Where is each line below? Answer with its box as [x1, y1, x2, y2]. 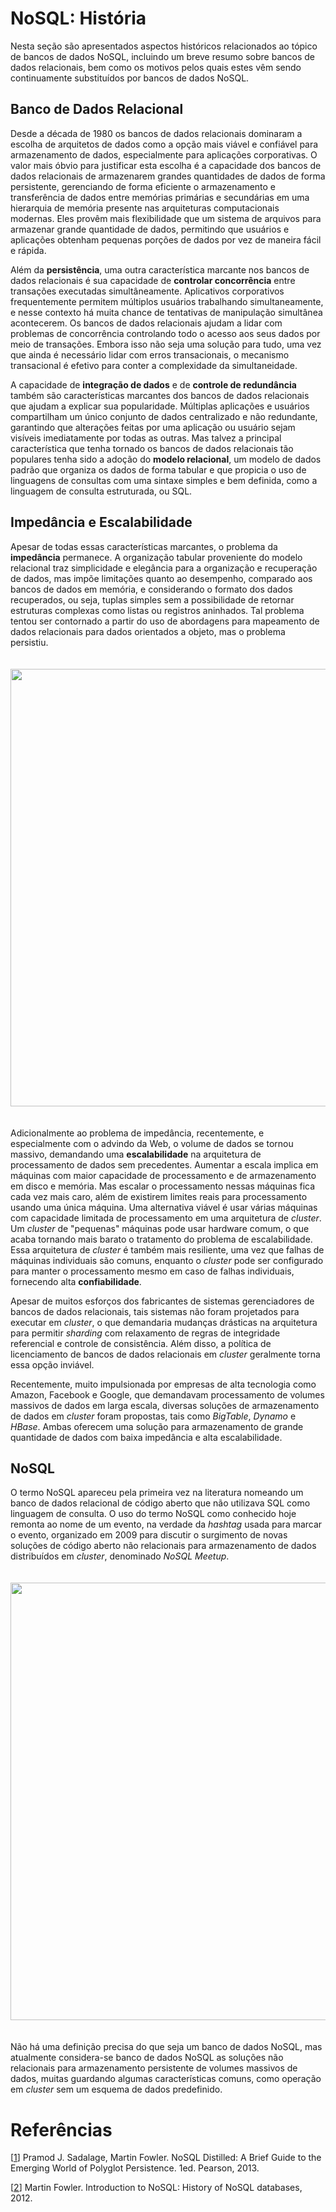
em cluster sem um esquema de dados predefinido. [10, 2083, 223, 2096]
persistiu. [10, 636, 49, 648]
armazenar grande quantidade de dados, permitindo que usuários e [10, 223, 290, 235]
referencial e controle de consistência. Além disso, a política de [10, 1337, 272, 1349]
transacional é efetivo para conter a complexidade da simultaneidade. [10, 359, 298, 371]
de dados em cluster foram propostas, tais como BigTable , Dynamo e [10, 1410, 297, 1422]
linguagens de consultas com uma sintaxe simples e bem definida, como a [10, 474, 318, 486]
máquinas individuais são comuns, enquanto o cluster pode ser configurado [10, 1254, 324, 1266]
